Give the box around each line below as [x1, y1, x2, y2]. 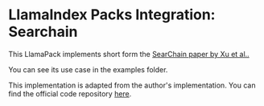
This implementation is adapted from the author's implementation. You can [8, 80, 256, 90]
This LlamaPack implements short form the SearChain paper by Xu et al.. [8, 49, 250, 59]
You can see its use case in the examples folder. [8, 64, 168, 74]
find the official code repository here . [8, 88, 132, 98]
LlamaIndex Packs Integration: [8, 6, 216, 24]
